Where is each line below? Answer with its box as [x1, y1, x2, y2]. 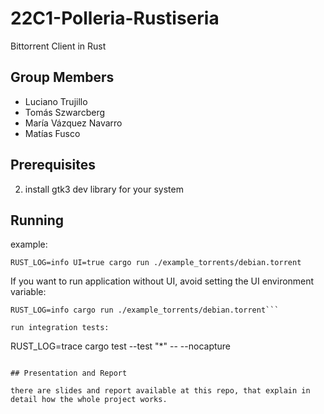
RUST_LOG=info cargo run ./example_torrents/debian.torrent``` [10, 305, 280, 316]
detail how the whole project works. [10, 395, 168, 405]
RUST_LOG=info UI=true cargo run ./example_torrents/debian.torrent [10, 258, 302, 268]
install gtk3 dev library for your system [24, 183, 184, 195]
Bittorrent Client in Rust [10, 40, 107, 52]
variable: [10, 286, 47, 298]
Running [10, 212, 65, 229]
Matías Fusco [24, 127, 81, 139]
